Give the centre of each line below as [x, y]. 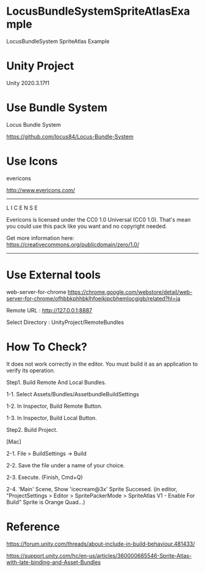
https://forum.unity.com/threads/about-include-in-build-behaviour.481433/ [101, 544]
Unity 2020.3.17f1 [28, 83]
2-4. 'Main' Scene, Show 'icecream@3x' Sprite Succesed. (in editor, [92, 489]
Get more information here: [40, 238]
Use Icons [32, 161]
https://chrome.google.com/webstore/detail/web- [130, 292]
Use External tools [53, 275]
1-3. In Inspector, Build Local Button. [52, 418]
